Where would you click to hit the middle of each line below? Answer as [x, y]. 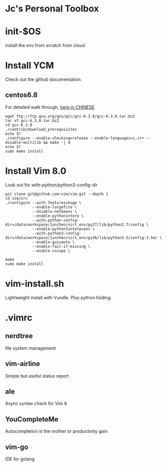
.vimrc [19, 317]
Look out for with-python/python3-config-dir [51, 185]
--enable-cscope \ [51, 251]
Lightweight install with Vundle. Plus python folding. [58, 297]
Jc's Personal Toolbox [52, 9]
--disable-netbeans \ [54, 211]
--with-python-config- [55, 220]
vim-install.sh [35, 284]
